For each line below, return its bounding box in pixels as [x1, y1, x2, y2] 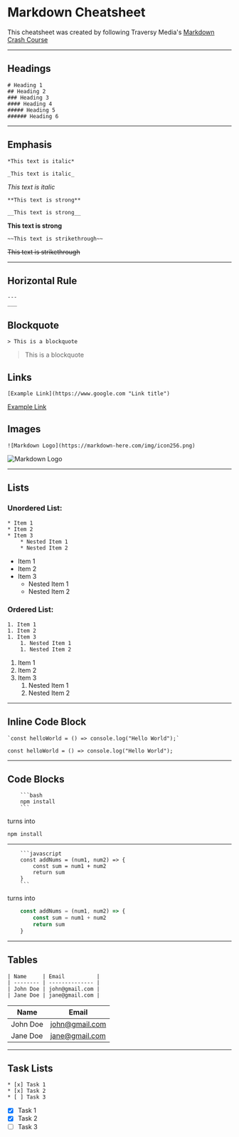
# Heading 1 [7, 81, 43, 89]
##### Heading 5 [7, 106, 55, 114]
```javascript [20, 850, 62, 858]
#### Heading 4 [7, 100, 53, 108]
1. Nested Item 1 [20, 639, 72, 646]
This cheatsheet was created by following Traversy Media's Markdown [7, 28, 215, 36]
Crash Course [7, 35, 48, 43]
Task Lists [7, 1062, 53, 1074]
